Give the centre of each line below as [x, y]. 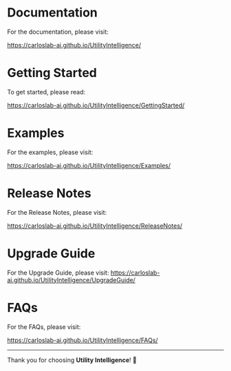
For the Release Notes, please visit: [57, 212]
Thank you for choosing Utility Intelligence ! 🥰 [72, 360]
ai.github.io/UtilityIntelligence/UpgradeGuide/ [71, 279]
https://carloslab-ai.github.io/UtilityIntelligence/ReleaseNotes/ [95, 226]
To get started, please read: [46, 92]
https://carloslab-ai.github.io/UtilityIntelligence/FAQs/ [82, 340]
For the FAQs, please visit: [44, 327]
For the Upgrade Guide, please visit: [58, 273]
